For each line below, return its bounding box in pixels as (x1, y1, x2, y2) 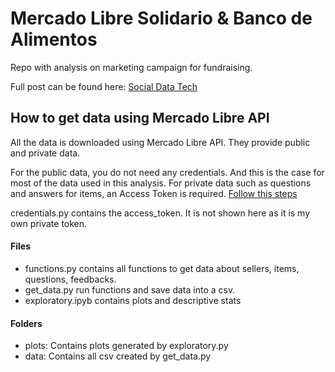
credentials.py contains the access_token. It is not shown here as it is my (10, 207, 311, 219)
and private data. (10, 147, 81, 159)
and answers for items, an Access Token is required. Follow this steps (10, 187, 298, 199)
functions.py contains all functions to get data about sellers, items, (24, 262, 300, 274)
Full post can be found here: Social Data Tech (10, 80, 198, 92)
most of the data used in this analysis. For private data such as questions (10, 177, 312, 189)
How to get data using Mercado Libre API (10, 110, 270, 127)
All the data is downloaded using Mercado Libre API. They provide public (10, 136, 311, 148)
